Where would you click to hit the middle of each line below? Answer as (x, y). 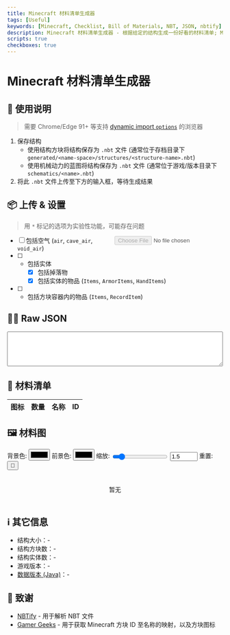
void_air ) (30, 248)
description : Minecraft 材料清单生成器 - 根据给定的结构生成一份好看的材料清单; (112, 33)
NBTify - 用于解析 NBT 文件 (55, 616)
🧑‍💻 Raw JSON (37, 319)
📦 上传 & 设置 (37, 205)
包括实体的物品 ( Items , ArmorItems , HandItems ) (102, 280)
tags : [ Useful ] (29, 20)
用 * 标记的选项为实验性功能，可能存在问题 (84, 226)
